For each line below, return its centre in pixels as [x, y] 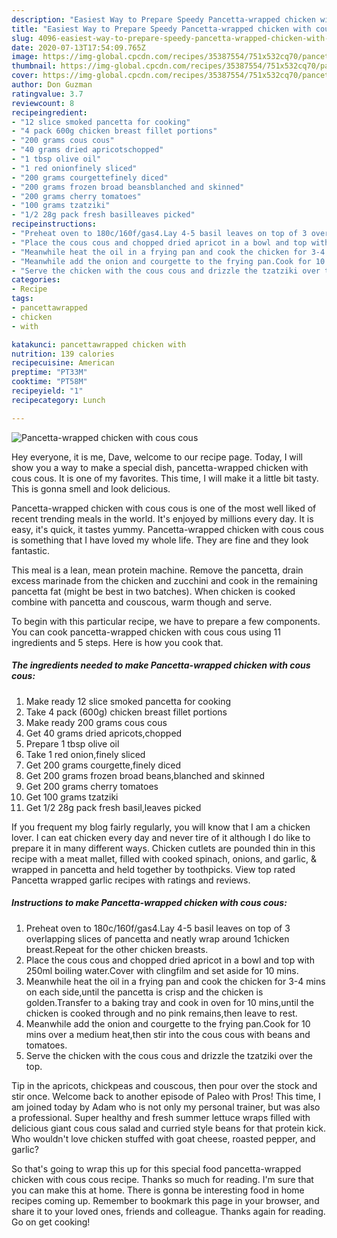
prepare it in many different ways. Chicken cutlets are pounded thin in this [163, 848]
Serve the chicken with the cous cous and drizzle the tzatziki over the [169, 1055]
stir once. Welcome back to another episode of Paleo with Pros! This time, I [166, 1096]
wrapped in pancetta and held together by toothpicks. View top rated [153, 869]
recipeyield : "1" [47, 391]
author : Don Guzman [52, 85]
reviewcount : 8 [43, 103]
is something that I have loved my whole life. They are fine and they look [160, 540]
